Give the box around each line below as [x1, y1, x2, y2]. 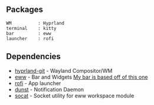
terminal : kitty [6, 25, 57, 31]
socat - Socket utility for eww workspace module [14, 92, 135, 99]
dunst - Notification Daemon [14, 86, 84, 93]
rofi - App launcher [14, 79, 61, 87]
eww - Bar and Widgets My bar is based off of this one [14, 73, 148, 80]
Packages [6, 5, 43, 15]
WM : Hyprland [6, 20, 65, 26]
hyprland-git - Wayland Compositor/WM [14, 67, 113, 74]
